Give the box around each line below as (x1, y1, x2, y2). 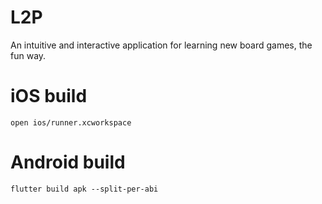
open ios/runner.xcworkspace (10, 117, 132, 128)
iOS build (10, 85, 88, 108)
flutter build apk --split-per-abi (10, 184, 159, 194)
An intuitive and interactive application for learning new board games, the (10, 39, 313, 51)
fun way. (10, 49, 47, 61)
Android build (10, 151, 126, 174)
